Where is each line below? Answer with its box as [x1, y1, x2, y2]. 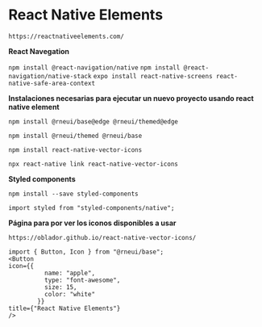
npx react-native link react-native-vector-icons [8, 160, 179, 168]
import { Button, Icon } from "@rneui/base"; [8, 248, 164, 256]
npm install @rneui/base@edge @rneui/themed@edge [8, 117, 179, 126]
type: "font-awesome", [44, 276, 121, 284]
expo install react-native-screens [93, 72, 213, 80]
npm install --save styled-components [8, 190, 139, 198]
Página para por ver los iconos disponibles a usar [8, 218, 177, 228]
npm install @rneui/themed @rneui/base [8, 132, 143, 140]
